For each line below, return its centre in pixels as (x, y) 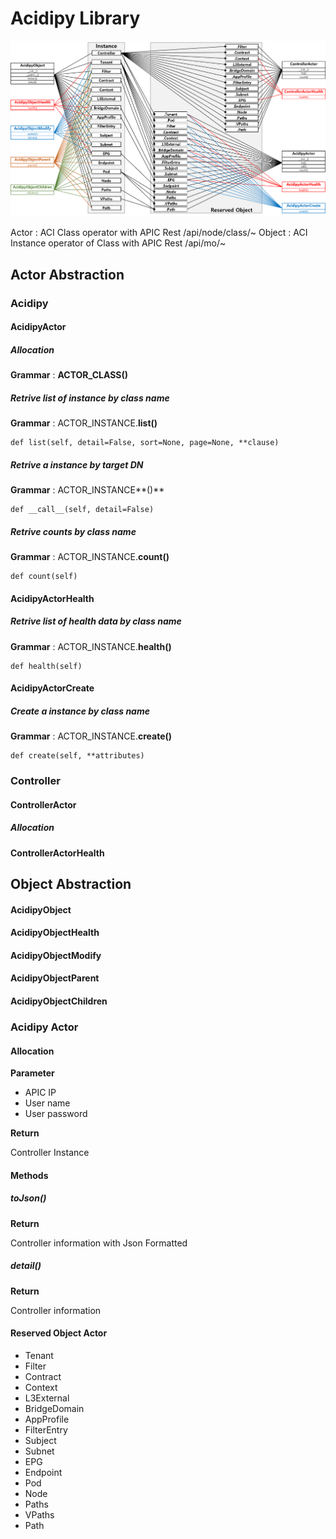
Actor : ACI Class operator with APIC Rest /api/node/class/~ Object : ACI (159, 233)
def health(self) (46, 666)
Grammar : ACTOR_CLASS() (69, 375)
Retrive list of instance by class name (90, 398)
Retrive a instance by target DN (77, 464)
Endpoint (43, 1472)
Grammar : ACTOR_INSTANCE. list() (84, 423)
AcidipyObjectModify (56, 955)
